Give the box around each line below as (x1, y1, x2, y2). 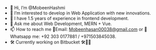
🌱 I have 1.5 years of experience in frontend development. (9, 15, 129, 21)
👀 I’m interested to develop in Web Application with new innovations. (9, 10, 151, 16)
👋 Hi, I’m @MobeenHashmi (9, 5, 65, 10)
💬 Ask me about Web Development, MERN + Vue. (9, 20, 112, 26)
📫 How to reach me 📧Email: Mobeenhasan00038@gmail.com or (9, 26, 143, 32)
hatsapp (9, 33, 31, 39)
